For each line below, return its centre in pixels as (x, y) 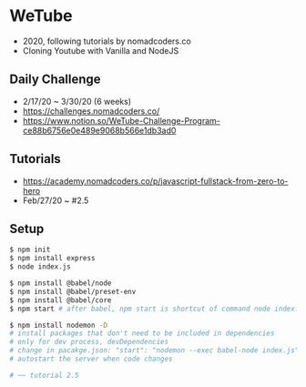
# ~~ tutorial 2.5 (44, 375)
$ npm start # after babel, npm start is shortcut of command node (140, 309)
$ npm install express (52, 259)
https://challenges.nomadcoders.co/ (91, 111)
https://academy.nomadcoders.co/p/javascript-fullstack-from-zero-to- (155, 181)
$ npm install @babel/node (61, 283)
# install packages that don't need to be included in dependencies (142, 333)
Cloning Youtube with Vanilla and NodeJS (101, 50)
